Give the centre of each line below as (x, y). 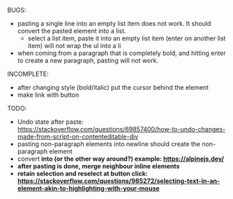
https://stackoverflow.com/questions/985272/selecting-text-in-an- (119, 181)
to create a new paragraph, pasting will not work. (88, 61)
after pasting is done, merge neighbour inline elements (98, 166)
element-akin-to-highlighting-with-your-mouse (88, 188)
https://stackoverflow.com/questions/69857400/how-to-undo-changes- (121, 129)
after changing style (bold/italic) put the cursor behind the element (113, 87)
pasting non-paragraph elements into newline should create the (109, 144)
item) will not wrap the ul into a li (74, 46)
